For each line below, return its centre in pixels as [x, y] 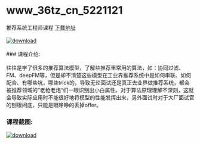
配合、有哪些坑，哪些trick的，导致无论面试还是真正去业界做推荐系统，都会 [98, 82]
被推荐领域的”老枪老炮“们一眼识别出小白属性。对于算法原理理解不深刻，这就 [100, 90]
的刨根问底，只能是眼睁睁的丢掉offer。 [54, 105]
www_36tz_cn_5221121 [64, 10]
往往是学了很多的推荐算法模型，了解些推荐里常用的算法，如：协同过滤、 [95, 68]
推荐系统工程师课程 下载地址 [41, 27]
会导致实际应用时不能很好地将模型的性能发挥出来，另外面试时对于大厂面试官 [100, 97]
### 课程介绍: [23, 54]
